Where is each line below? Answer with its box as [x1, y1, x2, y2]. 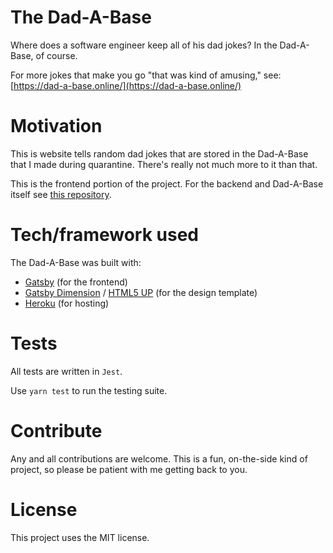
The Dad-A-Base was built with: [10, 256, 142, 268]
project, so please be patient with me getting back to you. [10, 463, 248, 475]
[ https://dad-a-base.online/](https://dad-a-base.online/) [10, 79, 242, 91]
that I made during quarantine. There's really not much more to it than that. [10, 158, 318, 170]
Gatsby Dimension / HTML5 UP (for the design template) [24, 286, 258, 298]
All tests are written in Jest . [10, 365, 123, 377]
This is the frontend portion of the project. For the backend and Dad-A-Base [10, 177, 324, 190]
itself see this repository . [10, 188, 112, 200]
